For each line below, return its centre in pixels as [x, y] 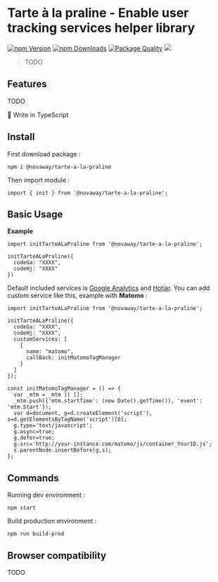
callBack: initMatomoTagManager [73, 358]
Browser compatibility [57, 556]
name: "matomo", [50, 352]
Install [21, 137]
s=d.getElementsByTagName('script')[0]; [68, 420]
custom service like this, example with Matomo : [77, 296]
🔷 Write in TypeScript [38, 115]
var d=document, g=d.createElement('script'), [83, 414]
